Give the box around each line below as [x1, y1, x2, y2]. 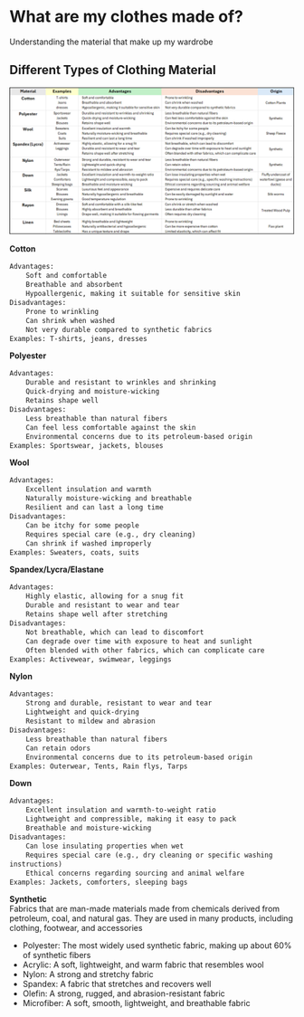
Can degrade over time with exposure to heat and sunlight [25, 636, 253, 646]
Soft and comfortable [25, 271, 107, 280]
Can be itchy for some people [25, 520, 140, 530]
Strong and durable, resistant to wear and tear [25, 699, 213, 708]
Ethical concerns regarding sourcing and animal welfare [25, 869, 245, 878]
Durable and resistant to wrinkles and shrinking [25, 377, 217, 386]
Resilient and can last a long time [25, 502, 165, 512]
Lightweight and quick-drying [25, 708, 140, 717]
